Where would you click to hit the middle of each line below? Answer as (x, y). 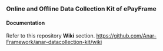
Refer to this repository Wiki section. (51, 36)
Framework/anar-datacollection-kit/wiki (54, 42)
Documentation (26, 23)
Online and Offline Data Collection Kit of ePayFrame (81, 9)
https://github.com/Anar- (127, 36)
